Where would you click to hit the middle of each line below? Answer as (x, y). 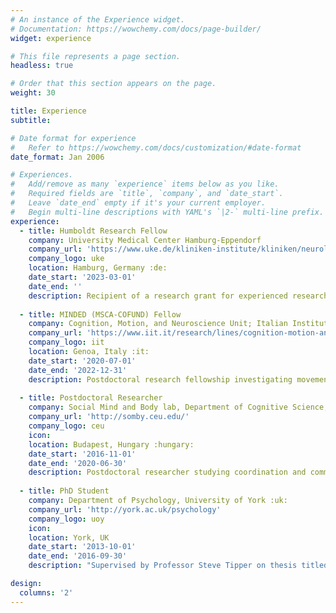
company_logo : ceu (66, 426)
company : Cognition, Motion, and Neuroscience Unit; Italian (158, 324)
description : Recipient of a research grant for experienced (158, 296)
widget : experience (51, 38)
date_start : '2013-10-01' (82, 547)
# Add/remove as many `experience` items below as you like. (145, 184)
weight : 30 (33, 93)
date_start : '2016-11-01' (82, 454)
